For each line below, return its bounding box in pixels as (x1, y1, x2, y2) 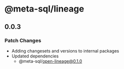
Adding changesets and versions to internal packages (11, 48, 119, 54)
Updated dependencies (11, 53, 59, 59)
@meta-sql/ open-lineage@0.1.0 (18, 58, 82, 64)
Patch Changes (4, 37, 42, 44)
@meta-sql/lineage (4, 3, 84, 14)
